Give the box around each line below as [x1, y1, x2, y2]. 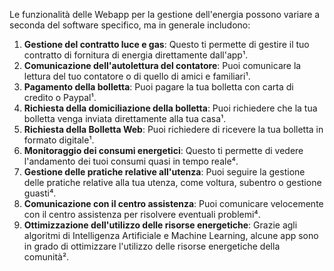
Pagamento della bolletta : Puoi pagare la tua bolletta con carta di [23, 81, 294, 93]
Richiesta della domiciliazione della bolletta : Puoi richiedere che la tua [23, 102, 318, 114]
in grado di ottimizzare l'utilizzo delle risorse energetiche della [23, 240, 281, 252]
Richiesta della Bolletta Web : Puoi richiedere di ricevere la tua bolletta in [23, 124, 324, 135]
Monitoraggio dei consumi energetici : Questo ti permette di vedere [23, 145, 304, 156]
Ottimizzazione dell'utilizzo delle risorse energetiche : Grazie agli [23, 219, 298, 231]
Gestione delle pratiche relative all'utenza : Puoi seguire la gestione [23, 166, 306, 178]
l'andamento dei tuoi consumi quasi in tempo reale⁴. [23, 155, 239, 167]
